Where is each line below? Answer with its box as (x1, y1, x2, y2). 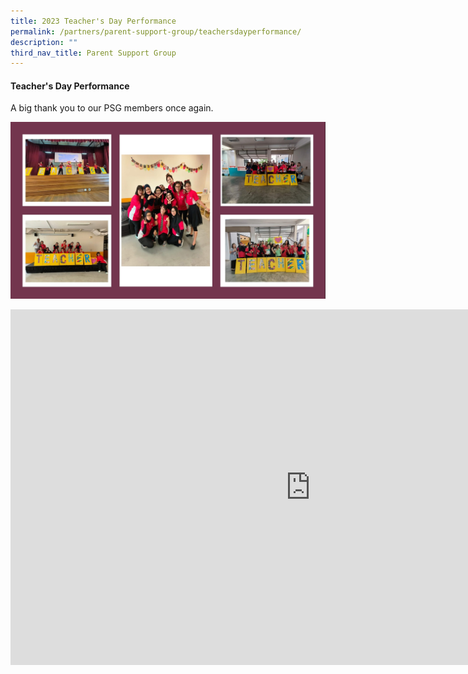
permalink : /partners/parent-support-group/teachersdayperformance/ (10, 26, 302, 37)
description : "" (10, 37, 78, 47)
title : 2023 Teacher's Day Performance (10, 16, 177, 26)
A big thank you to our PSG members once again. (10, 102, 214, 114)
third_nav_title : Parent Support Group (10, 48, 177, 58)
